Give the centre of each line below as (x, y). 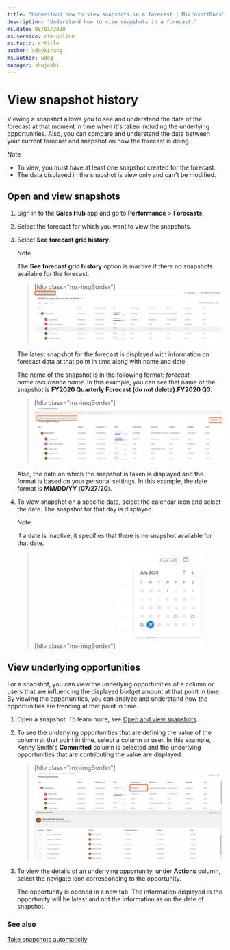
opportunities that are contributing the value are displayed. (100, 754)
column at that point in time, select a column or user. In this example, (114, 740)
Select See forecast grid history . (64, 240)
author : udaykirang (35, 51)
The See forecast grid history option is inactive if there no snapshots (115, 266)
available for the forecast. (53, 273)
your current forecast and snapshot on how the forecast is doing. (99, 141)
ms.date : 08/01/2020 (37, 29)
